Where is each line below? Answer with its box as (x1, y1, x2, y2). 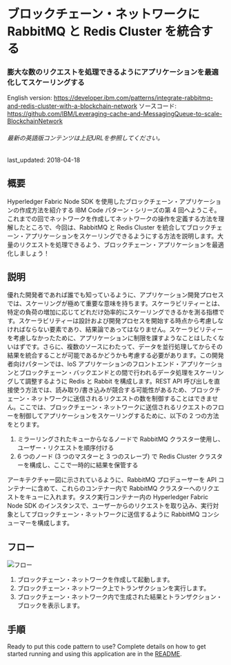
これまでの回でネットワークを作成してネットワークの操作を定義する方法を (7, 214, 219, 223)
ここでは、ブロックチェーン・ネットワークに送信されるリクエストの (19, 403, 212, 411)
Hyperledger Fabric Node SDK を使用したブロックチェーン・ (7, 197, 180, 205)
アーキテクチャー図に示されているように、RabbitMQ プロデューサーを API (7, 476, 217, 484)
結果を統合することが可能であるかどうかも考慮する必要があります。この (7, 351, 212, 359)
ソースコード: (139, 102, 177, 111)
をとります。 (7, 420, 43, 429)
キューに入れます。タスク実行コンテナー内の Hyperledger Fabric (25, 493, 209, 501)
